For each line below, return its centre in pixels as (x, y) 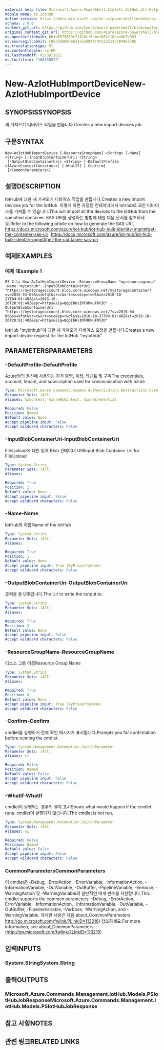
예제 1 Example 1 (24, 271)
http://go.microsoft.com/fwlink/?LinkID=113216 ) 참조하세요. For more (73, 921)
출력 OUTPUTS (27, 980)
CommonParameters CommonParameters (55, 870)
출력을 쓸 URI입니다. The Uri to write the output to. (54, 594)
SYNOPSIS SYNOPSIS (38, 112)
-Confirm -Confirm (27, 721)
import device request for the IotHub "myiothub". (54, 335)
